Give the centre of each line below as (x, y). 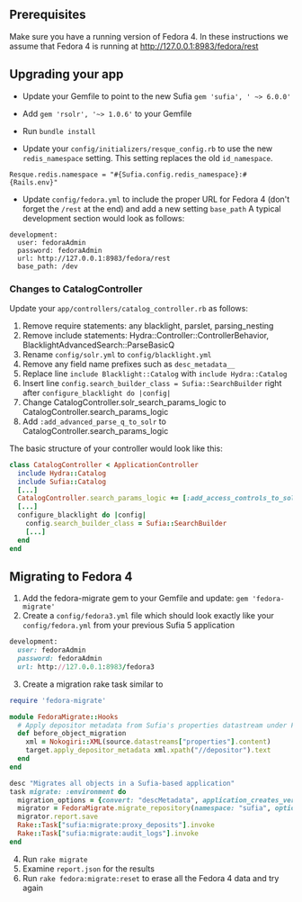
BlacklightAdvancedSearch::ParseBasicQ (98, 345)
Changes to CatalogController (76, 289)
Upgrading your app (67, 74)
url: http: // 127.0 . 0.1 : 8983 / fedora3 (86, 667)
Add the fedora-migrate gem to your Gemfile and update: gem (135, 599)
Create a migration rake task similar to (93, 684)
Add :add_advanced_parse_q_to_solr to (94, 421)
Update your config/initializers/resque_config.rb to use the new (147, 149)
